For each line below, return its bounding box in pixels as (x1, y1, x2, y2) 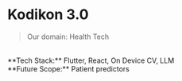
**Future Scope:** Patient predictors (7, 64, 130, 73)
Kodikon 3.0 (7, 6, 89, 24)
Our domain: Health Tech (26, 32, 110, 41)
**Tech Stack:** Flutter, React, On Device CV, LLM (7, 56, 175, 65)
